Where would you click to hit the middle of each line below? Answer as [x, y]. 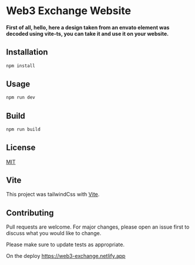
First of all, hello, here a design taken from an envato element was [88, 27]
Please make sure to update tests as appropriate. [65, 244]
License [21, 148]
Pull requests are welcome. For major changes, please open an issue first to [98, 227]
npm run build [23, 129]
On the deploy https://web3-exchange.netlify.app [66, 256]
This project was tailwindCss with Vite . [53, 194]
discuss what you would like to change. [54, 233]
